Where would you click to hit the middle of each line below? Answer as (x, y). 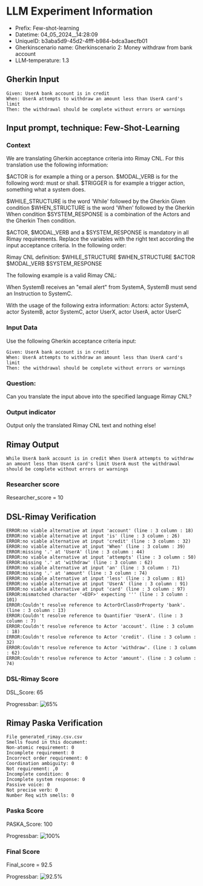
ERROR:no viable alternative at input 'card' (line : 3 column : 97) (96, 589)
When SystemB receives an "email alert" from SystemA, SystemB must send (101, 287)
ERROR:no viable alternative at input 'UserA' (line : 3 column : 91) (97, 584)
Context (18, 145)
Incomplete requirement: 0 (40, 753)
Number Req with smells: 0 (40, 795)
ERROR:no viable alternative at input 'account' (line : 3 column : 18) (100, 531)
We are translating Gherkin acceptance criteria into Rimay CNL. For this (95, 159)
